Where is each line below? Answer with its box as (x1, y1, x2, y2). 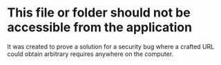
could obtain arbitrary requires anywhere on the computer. (7, 50, 174, 58)
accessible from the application (7, 19, 192, 35)
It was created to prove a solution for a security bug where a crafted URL (7, 42, 215, 50)
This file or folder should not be (7, 5, 191, 21)
